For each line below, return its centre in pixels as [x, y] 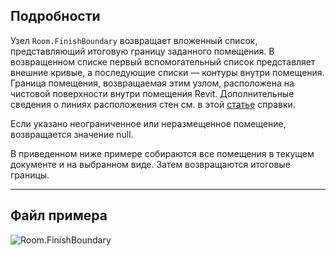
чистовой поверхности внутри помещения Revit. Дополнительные [152, 93]
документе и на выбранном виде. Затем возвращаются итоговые [150, 164]
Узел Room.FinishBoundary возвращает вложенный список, [134, 40]
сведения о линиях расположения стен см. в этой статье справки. [153, 104]
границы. [30, 175]
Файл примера [59, 215]
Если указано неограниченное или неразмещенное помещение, [148, 123]
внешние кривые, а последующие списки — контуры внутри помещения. [167, 72]
